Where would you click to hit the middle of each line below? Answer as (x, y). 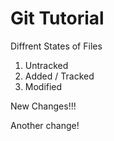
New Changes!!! (43, 106)
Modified (43, 86)
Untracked (46, 65)
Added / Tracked (59, 76)
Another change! (45, 125)
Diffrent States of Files (56, 46)
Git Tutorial (57, 18)
